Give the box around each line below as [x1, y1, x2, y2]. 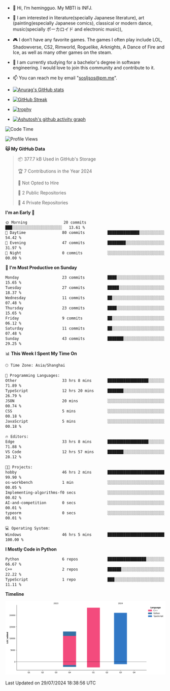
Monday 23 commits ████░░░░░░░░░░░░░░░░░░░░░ [5, 275, 165, 280]
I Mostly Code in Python [5, 546, 57, 552]
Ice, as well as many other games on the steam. [12, 49, 113, 56]
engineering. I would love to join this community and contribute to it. [12, 65, 155, 71]
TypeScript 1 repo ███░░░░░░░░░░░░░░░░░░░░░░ [5, 577, 165, 582]
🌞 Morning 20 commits [5, 220, 87, 225]
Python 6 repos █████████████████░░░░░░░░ [5, 557, 165, 562]
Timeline [5, 591, 24, 597]
